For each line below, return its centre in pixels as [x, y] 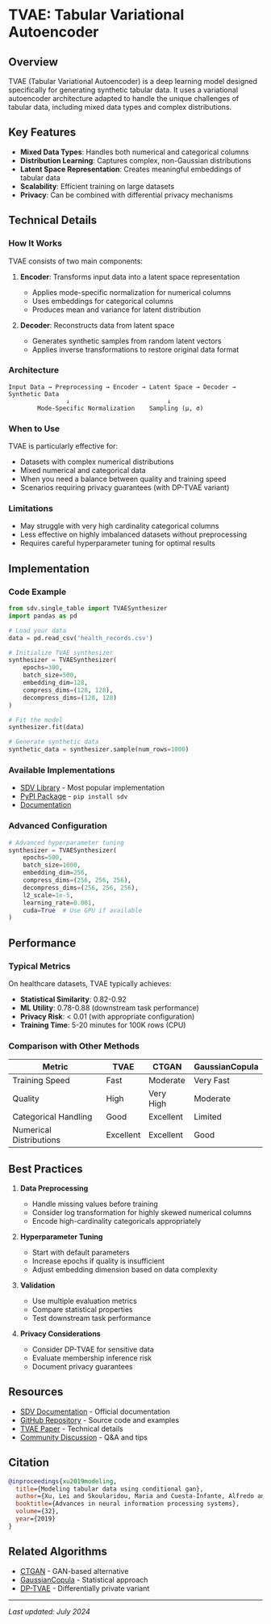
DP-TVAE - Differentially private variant [85, 1588]
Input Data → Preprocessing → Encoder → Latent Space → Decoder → [122, 387]
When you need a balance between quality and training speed [123, 479]
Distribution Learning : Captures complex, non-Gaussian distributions [135, 160]
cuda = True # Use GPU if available [83, 910]
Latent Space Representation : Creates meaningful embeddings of [131, 169]
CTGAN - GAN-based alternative [74, 1571]
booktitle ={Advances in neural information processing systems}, [128, 1504]
